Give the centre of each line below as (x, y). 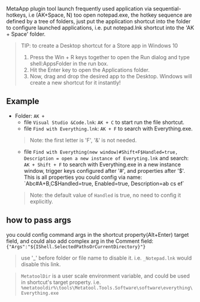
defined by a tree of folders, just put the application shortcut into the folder (99, 21)
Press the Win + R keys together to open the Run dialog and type (110, 57)
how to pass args (39, 220)
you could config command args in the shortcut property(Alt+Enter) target (98, 234)
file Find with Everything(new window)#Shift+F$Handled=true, (101, 151)
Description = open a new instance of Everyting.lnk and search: (106, 158)
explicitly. (42, 201)
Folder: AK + (30, 115)
